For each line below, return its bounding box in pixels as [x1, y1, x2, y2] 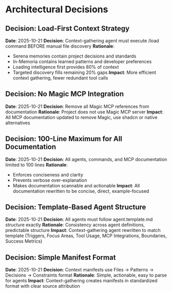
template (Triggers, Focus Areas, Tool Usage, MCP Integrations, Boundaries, [5, 232, 167, 239]
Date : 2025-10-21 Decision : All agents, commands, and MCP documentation [5, 156, 167, 162]
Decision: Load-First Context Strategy [5, 24, 130, 33]
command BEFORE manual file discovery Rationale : [5, 43, 114, 49]
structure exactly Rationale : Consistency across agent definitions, [5, 222, 145, 228]
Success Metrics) [5, 238, 43, 244]
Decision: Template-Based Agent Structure [5, 203, 146, 211]
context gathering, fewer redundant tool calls [12, 75, 108, 81]
